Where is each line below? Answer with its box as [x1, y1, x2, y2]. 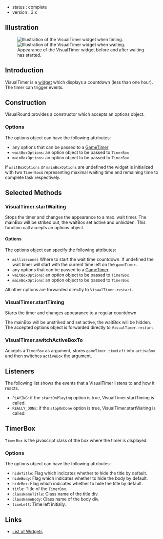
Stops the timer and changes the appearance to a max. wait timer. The [5, 215, 146, 220]
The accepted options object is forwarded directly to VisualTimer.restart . [5, 324, 155, 330]
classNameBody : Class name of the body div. [12, 496, 100, 502]
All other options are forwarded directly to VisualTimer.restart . [5, 286, 133, 292]
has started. [17, 52, 41, 58]
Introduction [5, 66, 44, 75]
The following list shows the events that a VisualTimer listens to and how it [5, 380, 155, 386]
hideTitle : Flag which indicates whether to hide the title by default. [12, 470, 147, 476]
